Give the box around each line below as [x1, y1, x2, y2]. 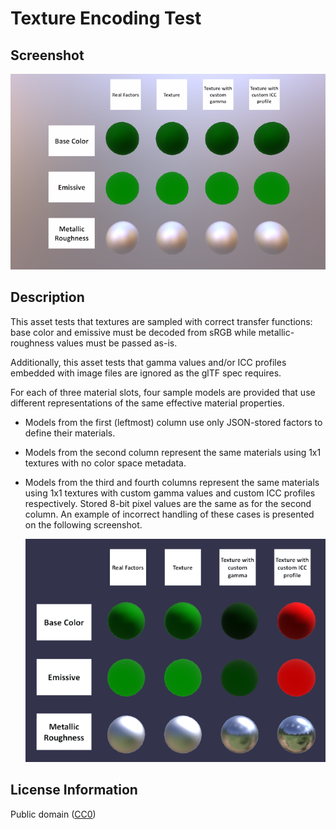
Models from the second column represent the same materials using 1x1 [24, 446, 322, 458]
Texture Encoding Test [10, 7, 202, 30]
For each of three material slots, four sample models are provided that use [10, 386, 316, 398]
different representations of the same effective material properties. [10, 397, 285, 409]
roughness [10, 337, 55, 349]
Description [10, 289, 85, 306]
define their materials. [24, 427, 116, 439]
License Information [10, 782, 138, 799]
